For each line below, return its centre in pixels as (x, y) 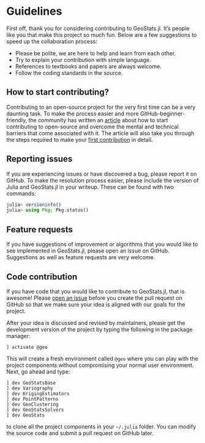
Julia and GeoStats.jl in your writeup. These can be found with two (90, 187)
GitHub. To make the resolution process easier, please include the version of (102, 180)
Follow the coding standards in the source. (69, 73)
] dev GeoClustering (33, 404)
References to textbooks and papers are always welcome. (88, 66)
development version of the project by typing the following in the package (99, 329)
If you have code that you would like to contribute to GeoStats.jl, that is (95, 291)
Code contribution (42, 277)
